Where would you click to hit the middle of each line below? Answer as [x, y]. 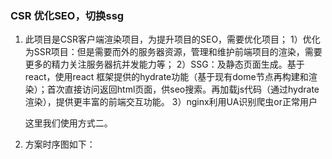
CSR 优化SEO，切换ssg [67, 15]
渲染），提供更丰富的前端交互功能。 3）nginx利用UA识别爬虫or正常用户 [171, 102]
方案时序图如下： [60, 144]
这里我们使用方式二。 [68, 123]
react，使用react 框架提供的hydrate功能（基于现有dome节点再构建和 [166, 77]
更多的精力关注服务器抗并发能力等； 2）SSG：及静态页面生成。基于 [164, 64]
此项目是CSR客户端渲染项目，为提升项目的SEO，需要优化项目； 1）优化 [172, 39]
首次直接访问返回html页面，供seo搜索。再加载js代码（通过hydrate [183, 89]
